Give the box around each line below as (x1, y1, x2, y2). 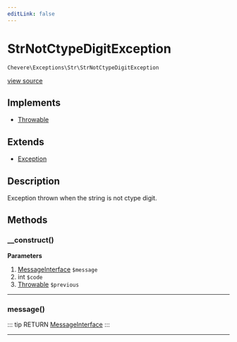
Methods (7, 214, 48, 226)
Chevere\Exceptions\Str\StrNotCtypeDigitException (7, 64, 159, 71)
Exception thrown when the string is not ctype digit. (7, 194, 157, 202)
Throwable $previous (17, 280, 80, 288)
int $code (17, 272, 43, 281)
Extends (7, 135, 44, 148)
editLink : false (7, 10, 55, 18)
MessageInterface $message (17, 265, 98, 274)
